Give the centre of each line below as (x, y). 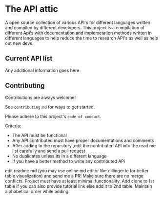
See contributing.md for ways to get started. (50, 107)
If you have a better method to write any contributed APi (69, 161)
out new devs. (19, 43)
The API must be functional (40, 135)
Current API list (29, 59)
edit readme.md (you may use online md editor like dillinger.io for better (77, 170)
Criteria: (13, 126)
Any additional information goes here (42, 70)
